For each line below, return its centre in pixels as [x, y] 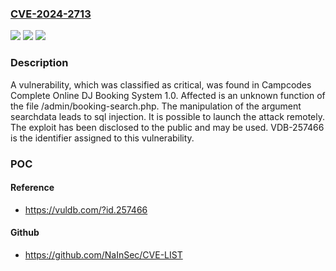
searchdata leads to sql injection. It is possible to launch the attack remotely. [168, 116]
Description [39, 63]
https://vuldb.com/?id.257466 [86, 209]
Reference [32, 188]
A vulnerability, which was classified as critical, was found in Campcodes [161, 84]
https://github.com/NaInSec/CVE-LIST [103, 254]
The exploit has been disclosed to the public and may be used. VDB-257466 [167, 127]
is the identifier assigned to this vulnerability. [102, 138]
